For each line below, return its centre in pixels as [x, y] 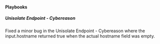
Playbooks [16, 7]
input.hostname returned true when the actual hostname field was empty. [80, 36]
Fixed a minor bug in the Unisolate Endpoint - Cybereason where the [75, 31]
